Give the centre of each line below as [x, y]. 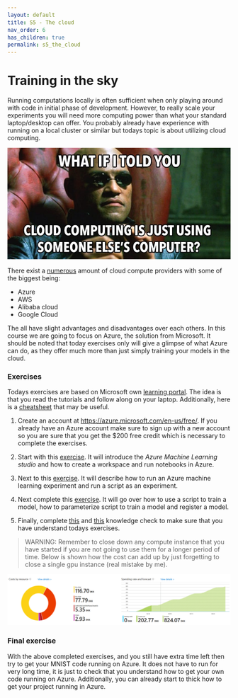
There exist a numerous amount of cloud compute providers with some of [115, 271]
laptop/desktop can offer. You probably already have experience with [108, 123]
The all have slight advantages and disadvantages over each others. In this [117, 328]
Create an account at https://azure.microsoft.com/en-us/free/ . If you [117, 420]
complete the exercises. [52, 443]
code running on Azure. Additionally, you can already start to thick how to [115, 679]
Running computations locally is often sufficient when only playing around [115, 101]
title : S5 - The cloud [41, 22]
